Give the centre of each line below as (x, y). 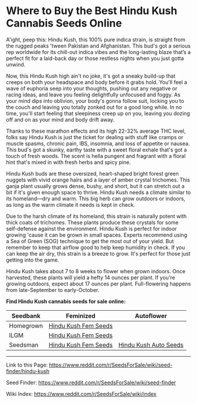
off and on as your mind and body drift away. (60, 119)
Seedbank (26, 315)
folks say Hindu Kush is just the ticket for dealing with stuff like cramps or (95, 137)
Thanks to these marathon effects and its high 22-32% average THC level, (96, 131)
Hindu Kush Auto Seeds (151, 345)
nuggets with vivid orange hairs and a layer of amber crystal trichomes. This (98, 180)
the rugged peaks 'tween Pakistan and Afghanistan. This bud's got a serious (98, 46)
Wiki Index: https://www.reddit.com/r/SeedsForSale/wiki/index (81, 394)
